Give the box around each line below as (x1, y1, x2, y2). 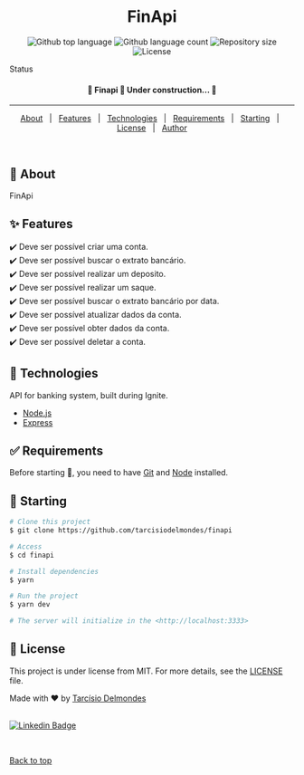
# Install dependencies (9, 567, 100, 576)
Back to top (9, 754, 52, 766)
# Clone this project (9, 518, 91, 527)
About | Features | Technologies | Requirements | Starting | (20, 113, 280, 124)
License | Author (116, 122, 188, 133)
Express (22, 416, 53, 427)
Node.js (22, 407, 52, 418)
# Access (9, 541, 43, 551)
